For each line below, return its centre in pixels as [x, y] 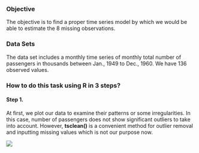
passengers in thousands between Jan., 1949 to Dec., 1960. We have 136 [97, 63]
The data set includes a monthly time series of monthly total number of [94, 57]
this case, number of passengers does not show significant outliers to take [98, 119]
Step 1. [15, 100]
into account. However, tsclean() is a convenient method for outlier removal [100, 125]
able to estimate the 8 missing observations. [61, 28]
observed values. [28, 70]
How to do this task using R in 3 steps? [64, 85]
